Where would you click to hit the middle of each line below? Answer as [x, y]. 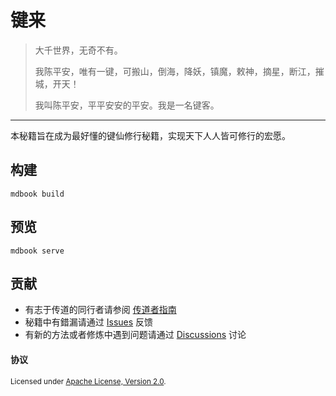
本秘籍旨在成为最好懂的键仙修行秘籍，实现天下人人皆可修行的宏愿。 [150, 135]
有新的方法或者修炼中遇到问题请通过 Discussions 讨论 [135, 335]
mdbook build [37, 194]
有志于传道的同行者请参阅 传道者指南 [100, 310]
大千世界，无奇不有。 [78, 50]
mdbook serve [37, 251]
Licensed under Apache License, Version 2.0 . [88, 381]
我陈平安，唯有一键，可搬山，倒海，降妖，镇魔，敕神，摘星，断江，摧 [179, 71]
